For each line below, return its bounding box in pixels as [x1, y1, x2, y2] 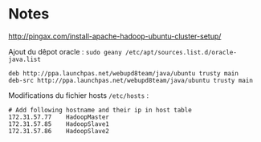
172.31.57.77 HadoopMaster [8, 113, 110, 121]
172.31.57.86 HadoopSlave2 [8, 127, 110, 135]
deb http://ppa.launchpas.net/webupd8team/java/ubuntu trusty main [8, 69, 239, 77]
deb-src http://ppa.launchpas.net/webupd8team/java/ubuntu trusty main [8, 76, 253, 84]
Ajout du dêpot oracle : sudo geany [8, 47, 122, 56]
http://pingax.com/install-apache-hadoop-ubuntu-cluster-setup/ [8, 31, 222, 41]
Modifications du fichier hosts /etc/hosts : [8, 90, 149, 100]
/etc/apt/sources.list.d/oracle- [124, 48, 237, 56]
